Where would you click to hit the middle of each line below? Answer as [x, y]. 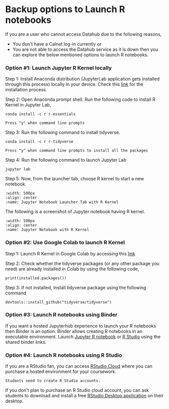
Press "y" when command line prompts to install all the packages [77, 151]
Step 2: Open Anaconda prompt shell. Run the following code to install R [80, 99]
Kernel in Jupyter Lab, [28, 105]
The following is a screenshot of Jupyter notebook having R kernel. [75, 212]
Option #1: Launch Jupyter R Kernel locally [59, 68]
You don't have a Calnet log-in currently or [57, 44]
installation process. [26, 90]
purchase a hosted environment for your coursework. [61, 371]
